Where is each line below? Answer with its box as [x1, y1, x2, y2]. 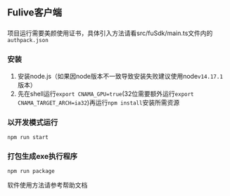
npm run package [7, 168, 55, 175]
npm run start [7, 133, 49, 141]
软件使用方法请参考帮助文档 [7, 181, 88, 190]
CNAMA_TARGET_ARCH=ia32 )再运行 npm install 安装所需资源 [17, 98, 180, 107]
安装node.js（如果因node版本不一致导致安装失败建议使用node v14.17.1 [17, 72, 224, 80]
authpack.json [7, 37, 49, 44]
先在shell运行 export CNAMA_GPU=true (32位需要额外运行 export [17, 89, 195, 98]
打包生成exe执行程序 [7, 151, 78, 161]
